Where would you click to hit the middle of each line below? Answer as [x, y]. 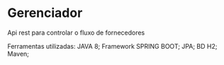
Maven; [18, 54]
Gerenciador [45, 13]
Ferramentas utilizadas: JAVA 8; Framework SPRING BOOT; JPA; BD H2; [112, 46]
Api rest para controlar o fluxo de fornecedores [76, 32]
